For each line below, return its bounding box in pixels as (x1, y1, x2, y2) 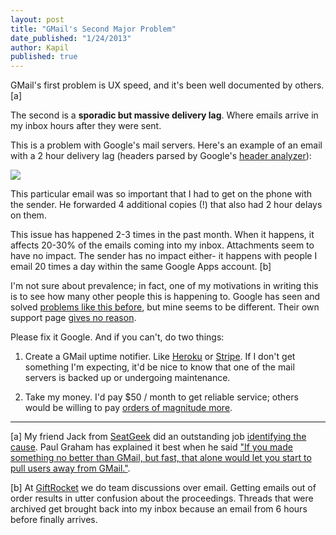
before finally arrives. (10, 514, 98, 526)
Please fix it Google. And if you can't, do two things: (10, 331, 225, 343)
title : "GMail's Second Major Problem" (10, 24, 177, 34)
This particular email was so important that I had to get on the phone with (10, 188, 313, 200)
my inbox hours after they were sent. (10, 120, 162, 132)
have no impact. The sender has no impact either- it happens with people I (10, 250, 318, 262)
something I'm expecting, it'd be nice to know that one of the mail (24, 361, 295, 373)
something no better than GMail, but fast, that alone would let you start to (10, 452, 312, 464)
